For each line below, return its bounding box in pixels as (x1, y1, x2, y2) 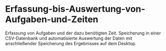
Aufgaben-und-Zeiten (5, 14, 99, 25)
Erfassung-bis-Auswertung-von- (5, 3, 145, 15)
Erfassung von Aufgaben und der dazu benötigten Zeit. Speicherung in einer (5, 30, 161, 36)
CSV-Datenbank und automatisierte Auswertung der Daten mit (5, 35, 132, 41)
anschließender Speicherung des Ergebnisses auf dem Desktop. (5, 40, 137, 46)
